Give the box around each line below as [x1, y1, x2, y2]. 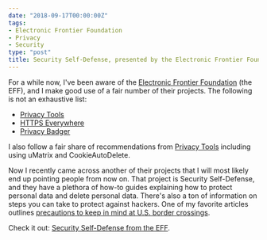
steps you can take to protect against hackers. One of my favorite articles [8, 199, 249, 208]
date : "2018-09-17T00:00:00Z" [8, 11, 109, 20]
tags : [8, 19, 26, 27]
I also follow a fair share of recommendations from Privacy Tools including [8, 142, 251, 151]
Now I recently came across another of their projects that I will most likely [8, 166, 249, 175]
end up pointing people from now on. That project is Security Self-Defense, [8, 173, 255, 183]
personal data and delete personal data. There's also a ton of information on [8, 191, 257, 200]
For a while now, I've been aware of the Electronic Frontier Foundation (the [8, 77, 253, 87]
